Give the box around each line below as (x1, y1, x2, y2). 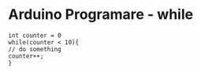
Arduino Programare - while (8, 6, 194, 24)
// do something (8, 45, 61, 53)
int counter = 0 (8, 31, 61, 39)
